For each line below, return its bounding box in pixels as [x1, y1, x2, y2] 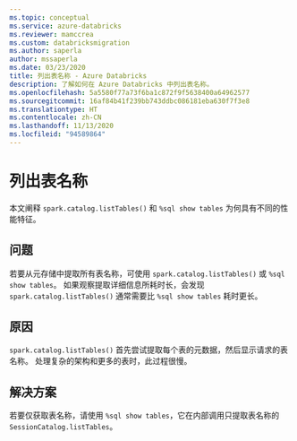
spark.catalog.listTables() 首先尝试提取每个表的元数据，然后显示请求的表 [9, 344, 289, 355]
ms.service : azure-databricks [9, 22, 123, 30]
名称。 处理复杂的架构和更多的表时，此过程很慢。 [9, 356, 192, 367]
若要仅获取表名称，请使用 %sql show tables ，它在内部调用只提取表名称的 [9, 410, 280, 421]
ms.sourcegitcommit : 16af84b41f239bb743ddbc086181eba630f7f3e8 [9, 96, 250, 106]
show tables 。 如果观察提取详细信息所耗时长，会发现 [9, 279, 205, 290]
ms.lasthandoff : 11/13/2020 [9, 122, 115, 131]
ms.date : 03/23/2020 [9, 64, 87, 73]
